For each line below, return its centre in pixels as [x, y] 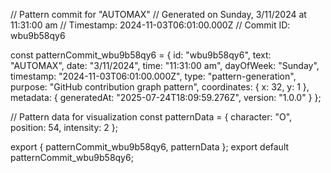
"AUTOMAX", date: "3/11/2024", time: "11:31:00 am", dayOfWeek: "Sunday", [165, 65]
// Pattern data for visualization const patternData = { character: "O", [151, 117]
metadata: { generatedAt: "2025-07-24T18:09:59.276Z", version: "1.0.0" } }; [166, 97]
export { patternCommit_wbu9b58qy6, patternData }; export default [150, 147]
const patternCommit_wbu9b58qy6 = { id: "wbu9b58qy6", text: [141, 55]
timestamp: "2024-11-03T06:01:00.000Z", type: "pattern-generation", [153, 76]
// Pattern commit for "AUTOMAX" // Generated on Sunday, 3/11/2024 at [158, 14]
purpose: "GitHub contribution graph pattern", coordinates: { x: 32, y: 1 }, [160, 87]
